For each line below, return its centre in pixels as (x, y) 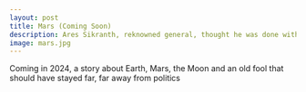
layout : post (34, 18)
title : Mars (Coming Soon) (61, 26)
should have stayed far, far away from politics (95, 78)
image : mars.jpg (40, 43)
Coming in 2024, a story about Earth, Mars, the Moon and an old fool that (147, 69)
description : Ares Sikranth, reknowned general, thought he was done (144, 34)
